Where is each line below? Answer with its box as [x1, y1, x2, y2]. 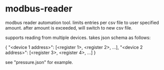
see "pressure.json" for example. [5, 59, 74, 65]
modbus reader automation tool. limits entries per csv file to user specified [5, 19, 159, 25]
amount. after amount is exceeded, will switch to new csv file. [5, 24, 133, 30]
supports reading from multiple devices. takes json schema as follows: [5, 34, 151, 40]
